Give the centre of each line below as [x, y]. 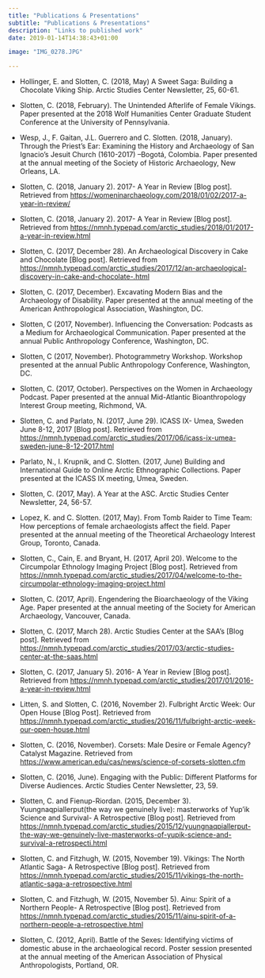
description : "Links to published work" [76, 30]
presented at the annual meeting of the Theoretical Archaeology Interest [137, 535]
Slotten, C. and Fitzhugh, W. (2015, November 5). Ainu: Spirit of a [125, 899]
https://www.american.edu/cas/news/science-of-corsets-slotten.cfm [132, 762]
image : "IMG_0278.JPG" [45, 52]
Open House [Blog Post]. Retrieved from [85, 713]
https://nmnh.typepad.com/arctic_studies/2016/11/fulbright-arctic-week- [138, 721]
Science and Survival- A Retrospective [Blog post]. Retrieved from [127, 818]
